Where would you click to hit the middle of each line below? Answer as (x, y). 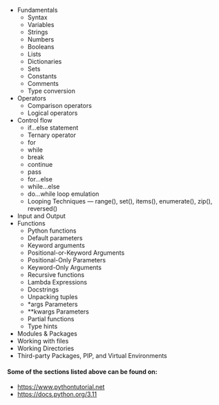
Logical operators (53, 113)
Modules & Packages (47, 334)
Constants (42, 76)
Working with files (43, 341)
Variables (41, 25)
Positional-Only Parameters (66, 260)
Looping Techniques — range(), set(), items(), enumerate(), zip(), (120, 201)
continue (40, 164)
